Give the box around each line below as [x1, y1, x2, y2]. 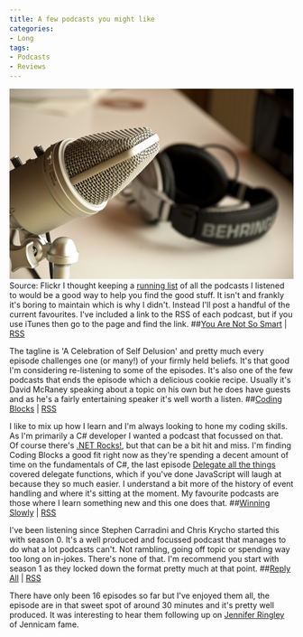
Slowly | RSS [9, 507, 57, 519]
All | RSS [9, 573, 41, 584]
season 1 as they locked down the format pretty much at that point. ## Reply [9, 563, 291, 574]
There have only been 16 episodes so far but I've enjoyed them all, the [9, 590, 271, 601]
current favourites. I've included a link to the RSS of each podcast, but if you [9, 309, 293, 320]
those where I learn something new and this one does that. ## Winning [9, 498, 271, 509]
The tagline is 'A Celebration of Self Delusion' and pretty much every [9, 346, 264, 357]
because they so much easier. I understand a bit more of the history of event [9, 479, 294, 490]
